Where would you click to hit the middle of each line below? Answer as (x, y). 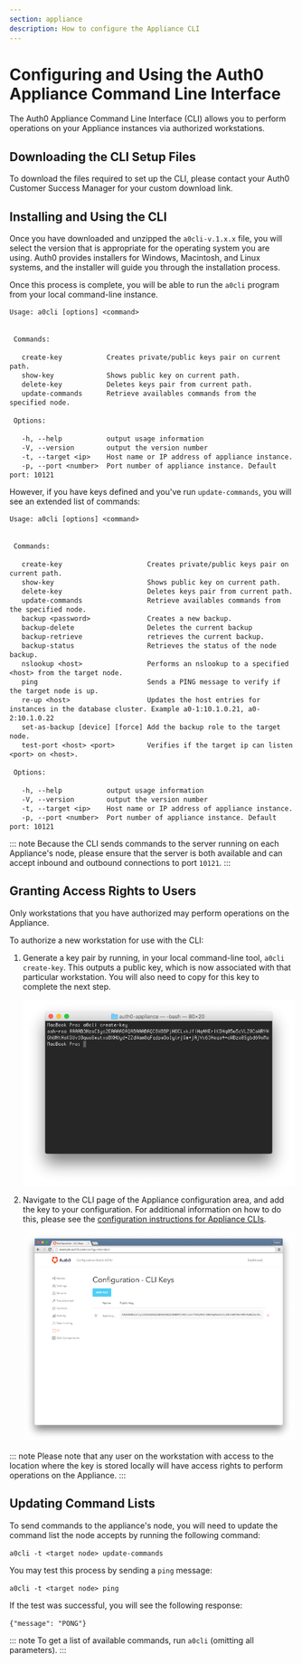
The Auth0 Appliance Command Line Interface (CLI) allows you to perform (148, 119)
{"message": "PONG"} (48, 1623)
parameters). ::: (38, 1650)
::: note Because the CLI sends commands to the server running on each (144, 844)
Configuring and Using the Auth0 (137, 75)
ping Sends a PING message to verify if (151, 682)
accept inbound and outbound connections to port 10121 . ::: (120, 863)
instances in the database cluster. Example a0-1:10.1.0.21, (127, 709)
